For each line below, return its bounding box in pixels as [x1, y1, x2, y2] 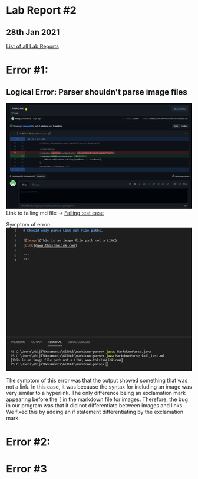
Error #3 [6, 462, 47, 476]
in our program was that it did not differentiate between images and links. [6, 402, 184, 409]
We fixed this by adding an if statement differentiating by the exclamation [6, 408, 184, 415]
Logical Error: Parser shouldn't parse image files [6, 87, 187, 97]
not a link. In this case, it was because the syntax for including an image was [6, 383, 192, 390]
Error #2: [6, 435, 51, 448]
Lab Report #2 [6, 4, 77, 17]
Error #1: [6, 63, 49, 77]
